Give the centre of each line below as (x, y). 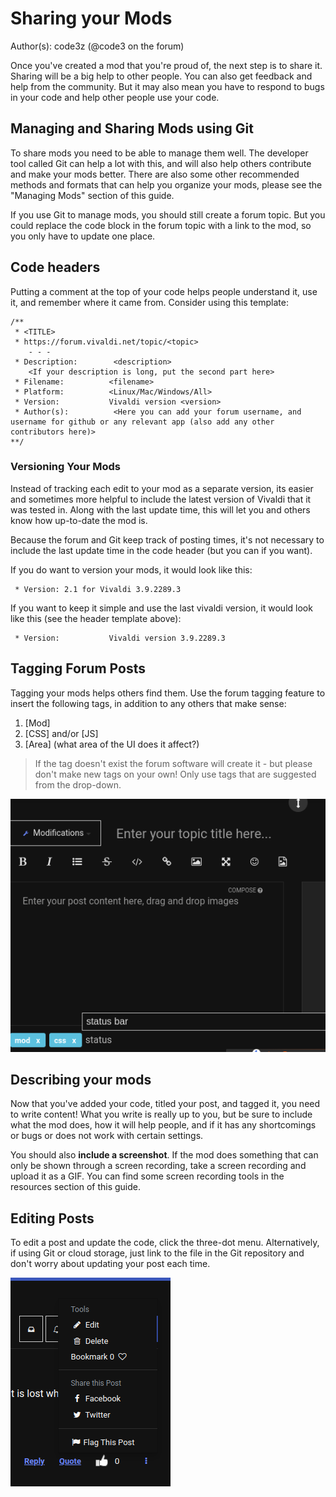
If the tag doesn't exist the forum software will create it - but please (173, 763)
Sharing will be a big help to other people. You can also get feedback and (161, 76)
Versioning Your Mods (65, 467)
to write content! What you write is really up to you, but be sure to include (161, 1114)
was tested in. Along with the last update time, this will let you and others (160, 509)
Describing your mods (81, 1079)
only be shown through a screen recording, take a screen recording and (158, 1166)
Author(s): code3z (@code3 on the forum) (97, 46)
